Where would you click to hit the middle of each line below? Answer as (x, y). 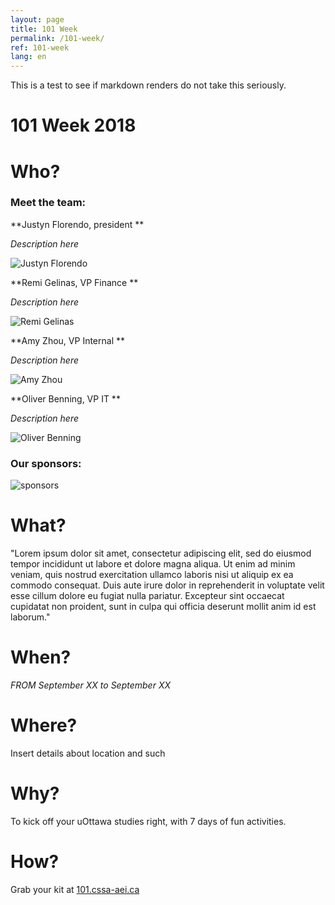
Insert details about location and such (88, 753)
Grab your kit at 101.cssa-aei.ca (75, 889)
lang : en (28, 57)
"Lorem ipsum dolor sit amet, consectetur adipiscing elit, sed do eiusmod (161, 553)
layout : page (37, 19)
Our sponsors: (46, 463)
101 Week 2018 (73, 125)
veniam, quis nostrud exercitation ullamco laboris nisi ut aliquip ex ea (152, 575)
